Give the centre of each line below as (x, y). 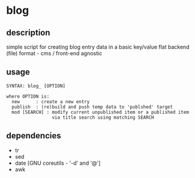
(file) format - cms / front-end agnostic (54, 53)
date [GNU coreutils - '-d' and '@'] (58, 163)
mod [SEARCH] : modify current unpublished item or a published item (100, 112)
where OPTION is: (28, 96)
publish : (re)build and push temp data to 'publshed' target (92, 107)
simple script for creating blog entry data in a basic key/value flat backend (98, 47)
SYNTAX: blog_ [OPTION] (36, 86)
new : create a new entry (51, 102)
